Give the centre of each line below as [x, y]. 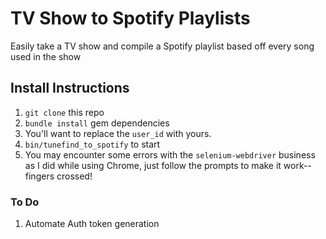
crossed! [74, 176]
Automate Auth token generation [92, 224]
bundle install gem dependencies [97, 123]
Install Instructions [70, 88]
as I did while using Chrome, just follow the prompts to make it [153, 165]
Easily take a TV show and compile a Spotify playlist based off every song [162, 46]
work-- [297, 165]
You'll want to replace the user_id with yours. [118, 133]
